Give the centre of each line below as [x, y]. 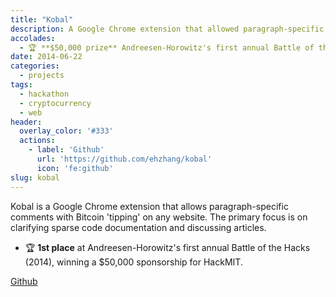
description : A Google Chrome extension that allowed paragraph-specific [167, 29]
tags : [21, 85]
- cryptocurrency [55, 103]
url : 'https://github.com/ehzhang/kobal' [124, 159]
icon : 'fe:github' [75, 168]
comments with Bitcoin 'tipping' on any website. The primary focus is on [159, 217]
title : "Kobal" [42, 19]
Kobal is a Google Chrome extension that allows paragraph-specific [149, 206]
